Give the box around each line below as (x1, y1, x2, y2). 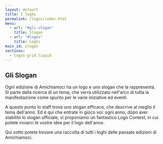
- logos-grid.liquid (9, 53, 52, 58)
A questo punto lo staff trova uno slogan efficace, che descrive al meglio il (5, 104, 156, 110)
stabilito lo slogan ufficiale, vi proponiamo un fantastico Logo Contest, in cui (5, 115, 159, 120)
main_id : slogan (5, 44, 38, 49)
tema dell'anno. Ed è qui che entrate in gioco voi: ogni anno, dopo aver (5, 109, 148, 115)
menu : (5, 21, 16, 26)
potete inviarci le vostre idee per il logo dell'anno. (5, 120, 105, 126)
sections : (5, 48, 26, 53)
